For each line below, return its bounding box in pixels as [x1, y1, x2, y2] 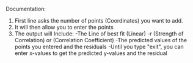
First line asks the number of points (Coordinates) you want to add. [14, 17, 184, 24]
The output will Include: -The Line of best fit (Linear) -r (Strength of [14, 30, 184, 37]
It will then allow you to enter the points [14, 24, 114, 31]
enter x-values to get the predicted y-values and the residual [14, 50, 167, 57]
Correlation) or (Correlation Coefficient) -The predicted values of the [14, 37, 188, 43]
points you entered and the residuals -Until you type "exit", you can [14, 43, 184, 50]
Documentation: [5, 6, 46, 12]
